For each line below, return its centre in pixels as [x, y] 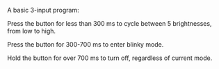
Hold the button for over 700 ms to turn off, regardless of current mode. [110, 58]
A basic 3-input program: [43, 10]
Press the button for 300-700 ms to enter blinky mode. [86, 44]
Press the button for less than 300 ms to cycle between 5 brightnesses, [109, 23]
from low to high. [32, 31]
